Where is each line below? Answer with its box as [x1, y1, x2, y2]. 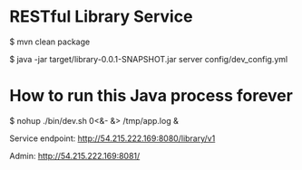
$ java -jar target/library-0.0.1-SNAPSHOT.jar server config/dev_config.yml [9, 53, 288, 64]
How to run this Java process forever [9, 86, 293, 106]
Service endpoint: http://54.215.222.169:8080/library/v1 [9, 133, 216, 144]
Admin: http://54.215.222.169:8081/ [9, 150, 141, 161]
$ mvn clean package [9, 36, 91, 47]
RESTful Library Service [9, 6, 193, 27]
